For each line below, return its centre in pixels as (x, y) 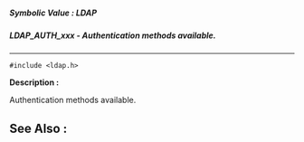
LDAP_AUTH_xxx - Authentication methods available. (113, 35)
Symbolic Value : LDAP (53, 13)
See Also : (38, 128)
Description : (34, 82)
